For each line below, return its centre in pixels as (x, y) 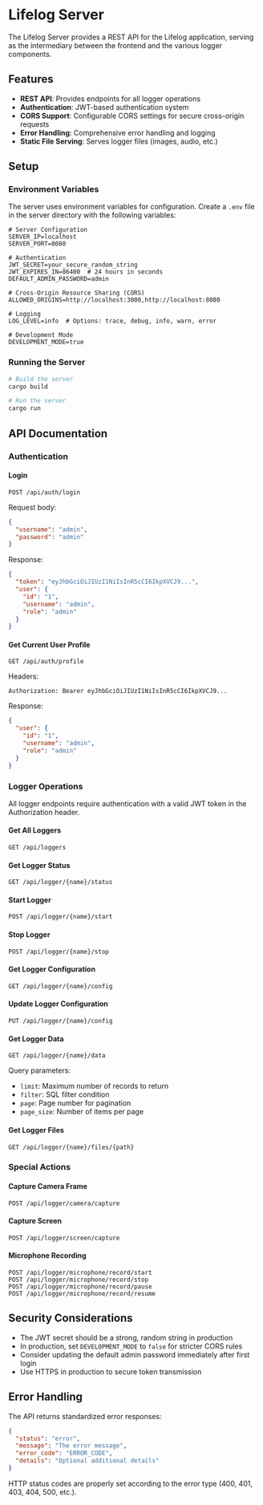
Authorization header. (44, 812)
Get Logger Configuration (52, 969)
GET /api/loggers (37, 848)
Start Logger (30, 899)
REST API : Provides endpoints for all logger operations (110, 99)
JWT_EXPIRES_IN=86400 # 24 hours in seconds (85, 272)
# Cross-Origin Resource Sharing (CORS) (77, 293)
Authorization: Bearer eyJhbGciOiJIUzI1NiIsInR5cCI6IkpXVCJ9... (118, 692)
